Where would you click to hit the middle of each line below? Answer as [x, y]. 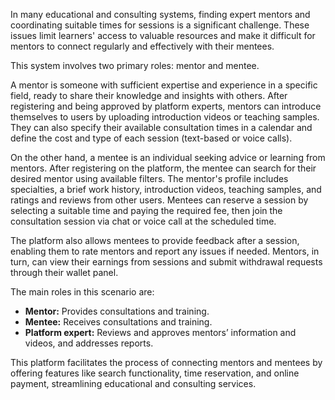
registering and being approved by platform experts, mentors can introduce [166, 106]
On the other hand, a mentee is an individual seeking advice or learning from [168, 157]
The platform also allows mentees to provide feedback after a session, [155, 240]
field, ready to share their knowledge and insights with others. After [149, 95]
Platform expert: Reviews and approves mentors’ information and [160, 332]
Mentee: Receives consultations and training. [118, 322]
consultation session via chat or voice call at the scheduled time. [143, 221]
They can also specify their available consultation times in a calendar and [161, 127]
